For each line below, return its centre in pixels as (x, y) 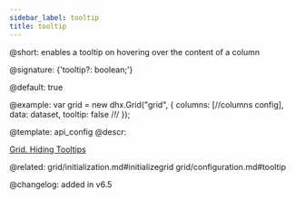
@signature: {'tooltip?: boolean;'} (71, 70)
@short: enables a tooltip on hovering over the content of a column (135, 52)
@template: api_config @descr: (68, 131)
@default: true (36, 87)
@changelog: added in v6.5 (61, 184)
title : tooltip (38, 26)
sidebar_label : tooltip (54, 18)
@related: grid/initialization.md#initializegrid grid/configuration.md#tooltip (147, 166)
